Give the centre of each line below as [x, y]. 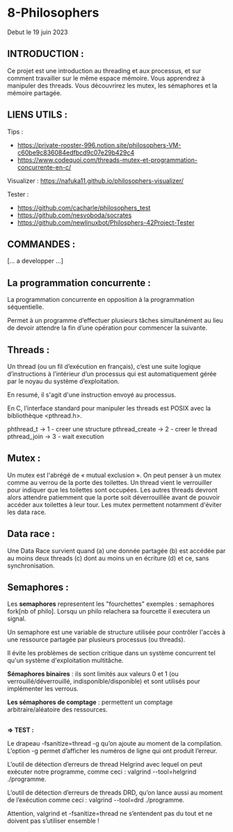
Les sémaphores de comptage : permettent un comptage [90, 702]
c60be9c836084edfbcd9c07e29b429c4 [76, 152]
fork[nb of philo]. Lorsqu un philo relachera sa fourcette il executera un [109, 611]
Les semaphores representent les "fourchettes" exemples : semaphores [111, 604]
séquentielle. [25, 307]
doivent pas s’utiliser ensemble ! [53, 821]
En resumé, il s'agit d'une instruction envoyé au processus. [92, 395]
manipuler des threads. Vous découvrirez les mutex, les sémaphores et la [112, 86]
